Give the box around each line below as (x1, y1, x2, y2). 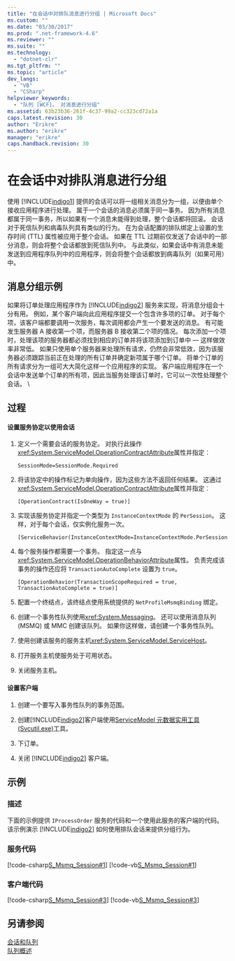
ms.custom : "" (7, 17, 49, 24)
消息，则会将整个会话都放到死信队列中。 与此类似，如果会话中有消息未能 (13, 241, 224, 249)
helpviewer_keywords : (7, 95, 71, 102)
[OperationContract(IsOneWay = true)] (17, 498, 131, 505)
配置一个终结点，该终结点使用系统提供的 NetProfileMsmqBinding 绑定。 (17, 598, 222, 606)
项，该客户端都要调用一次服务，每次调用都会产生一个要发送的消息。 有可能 (7, 318, 224, 326)
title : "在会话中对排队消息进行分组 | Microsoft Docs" (7, 10, 157, 17)
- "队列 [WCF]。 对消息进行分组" (13, 101, 101, 108)
